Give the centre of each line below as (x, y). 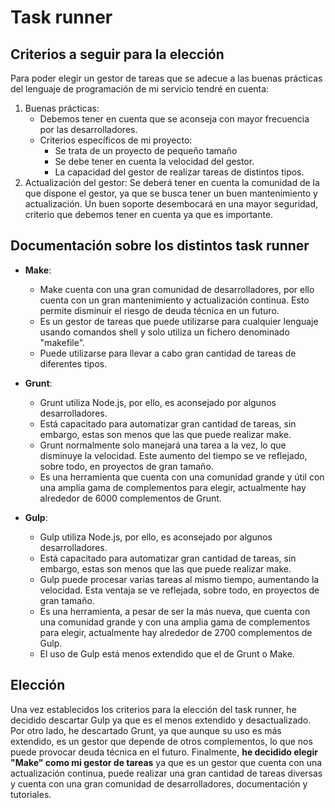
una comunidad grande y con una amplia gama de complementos (175, 622)
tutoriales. (31, 794)
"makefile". (62, 342)
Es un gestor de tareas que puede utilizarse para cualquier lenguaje (179, 321)
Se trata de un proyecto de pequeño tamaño (146, 150)
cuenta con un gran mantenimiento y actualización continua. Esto (174, 300)
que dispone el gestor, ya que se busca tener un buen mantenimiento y (171, 193)
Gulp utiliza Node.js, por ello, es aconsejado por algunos (156, 537)
